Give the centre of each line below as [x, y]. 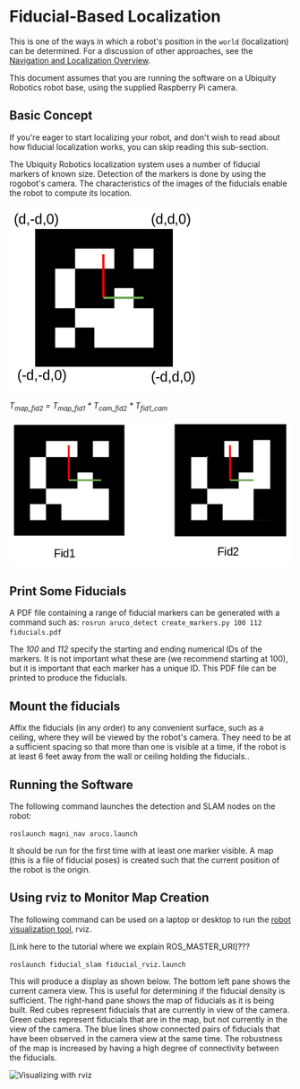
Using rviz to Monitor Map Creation [109, 898]
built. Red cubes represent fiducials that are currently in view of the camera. [150, 1010]
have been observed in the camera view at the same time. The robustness [146, 1038]
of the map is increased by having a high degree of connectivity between [144, 1048]
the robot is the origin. [50, 869]
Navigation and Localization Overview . [80, 60]
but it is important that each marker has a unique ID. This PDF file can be [143, 668]
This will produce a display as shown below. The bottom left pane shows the [150, 981]
